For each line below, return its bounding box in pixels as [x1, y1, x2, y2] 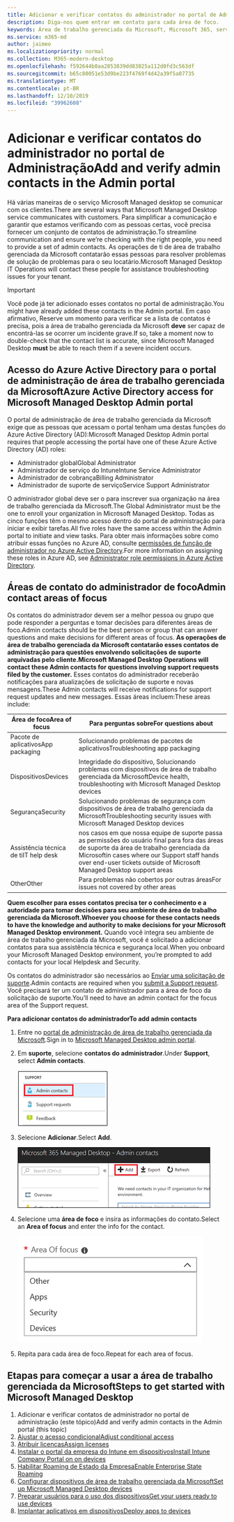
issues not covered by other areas [79, 883, 176, 892]
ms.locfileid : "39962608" [7, 100, 82, 107]
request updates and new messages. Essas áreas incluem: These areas [7, 692, 211, 701]
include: [7, 700, 31, 708]
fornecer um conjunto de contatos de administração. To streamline [7, 228, 197, 237]
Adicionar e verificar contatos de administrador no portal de [17, 1410, 189, 1419]
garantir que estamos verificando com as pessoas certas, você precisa [7, 221, 211, 229]
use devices [17, 1499, 52, 1507]
